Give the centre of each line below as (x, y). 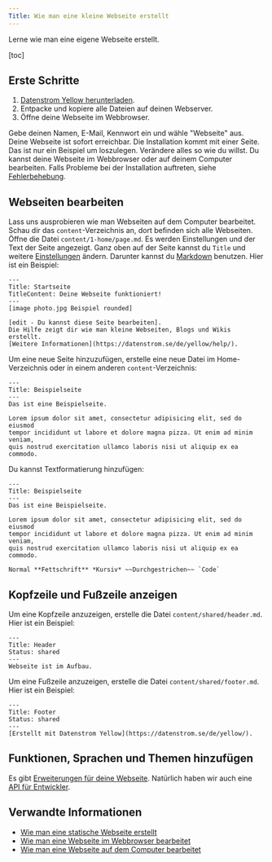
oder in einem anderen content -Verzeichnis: (123, 368)
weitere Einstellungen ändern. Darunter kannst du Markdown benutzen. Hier (136, 257)
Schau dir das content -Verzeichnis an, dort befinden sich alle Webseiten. (131, 231)
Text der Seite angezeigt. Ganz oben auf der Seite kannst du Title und (127, 248)
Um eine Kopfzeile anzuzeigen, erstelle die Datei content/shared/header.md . (136, 614)
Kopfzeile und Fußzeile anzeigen (93, 594)
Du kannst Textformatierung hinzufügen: (76, 469)
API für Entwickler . (39, 786)
